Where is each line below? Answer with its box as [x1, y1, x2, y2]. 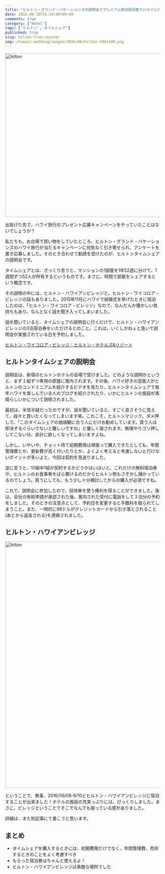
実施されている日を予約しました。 [18, 331, 87, 337]
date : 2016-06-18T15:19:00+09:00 [5, 12, 74, 17]
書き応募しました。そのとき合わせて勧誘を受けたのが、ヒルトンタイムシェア [5, 250, 160, 256]
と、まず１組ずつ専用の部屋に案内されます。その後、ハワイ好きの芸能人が [5, 378, 156, 384]
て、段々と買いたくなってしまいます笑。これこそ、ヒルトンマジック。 [5, 413, 146, 419]
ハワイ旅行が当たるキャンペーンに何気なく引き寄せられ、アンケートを [18, 245, 160, 250]
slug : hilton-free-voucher [5, 35, 60, 40]
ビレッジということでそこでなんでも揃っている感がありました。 [18, 805, 146, 811]
